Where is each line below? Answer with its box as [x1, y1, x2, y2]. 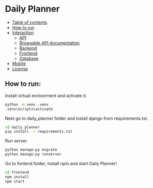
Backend [19, 45, 37, 51]
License [12, 65, 28, 71]
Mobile [12, 61, 26, 66]
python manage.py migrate [5, 147, 57, 152]
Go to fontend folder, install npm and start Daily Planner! [5, 161, 117, 166]
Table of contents [12, 19, 47, 25]
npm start [5, 179, 25, 184]
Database [19, 55, 39, 61]
